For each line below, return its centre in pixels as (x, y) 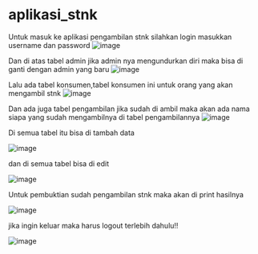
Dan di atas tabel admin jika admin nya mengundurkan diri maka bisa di (126, 61)
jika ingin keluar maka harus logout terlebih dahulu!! (93, 225)
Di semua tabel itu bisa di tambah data (71, 133)
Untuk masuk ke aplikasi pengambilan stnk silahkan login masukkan (120, 37)
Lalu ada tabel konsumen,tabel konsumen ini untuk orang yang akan (121, 85)
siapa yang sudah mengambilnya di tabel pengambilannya (104, 117)
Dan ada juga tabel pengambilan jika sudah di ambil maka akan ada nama (129, 109)
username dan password (49, 45)
